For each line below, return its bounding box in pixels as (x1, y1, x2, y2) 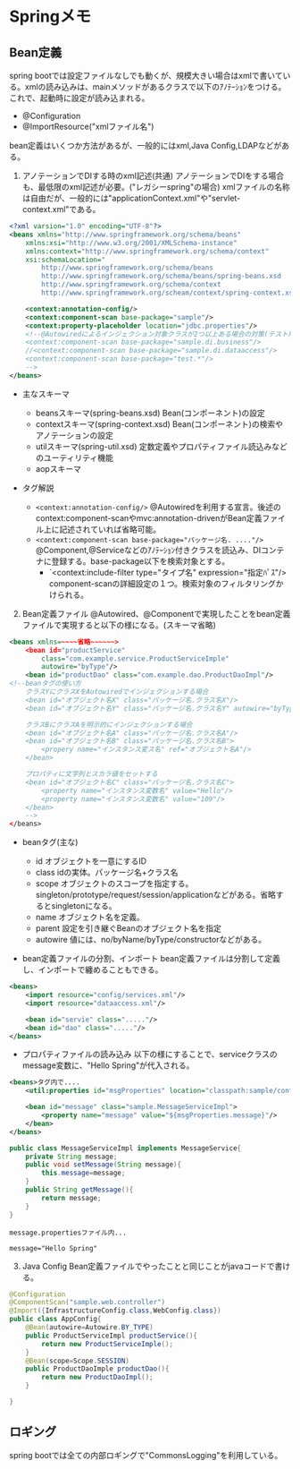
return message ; (41, 1193, 102, 1202)
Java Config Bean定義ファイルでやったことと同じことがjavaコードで (21, 1260, 275, 1271)
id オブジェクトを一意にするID (35, 856, 147, 867)
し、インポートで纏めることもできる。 (21, 964, 163, 975)
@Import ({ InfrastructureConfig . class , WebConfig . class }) (9, 1306, 221, 1315)
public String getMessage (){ (25, 1185, 134, 1194)
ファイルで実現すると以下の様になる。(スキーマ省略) (21, 619, 217, 630)
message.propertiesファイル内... (9, 1228, 127, 1237)
